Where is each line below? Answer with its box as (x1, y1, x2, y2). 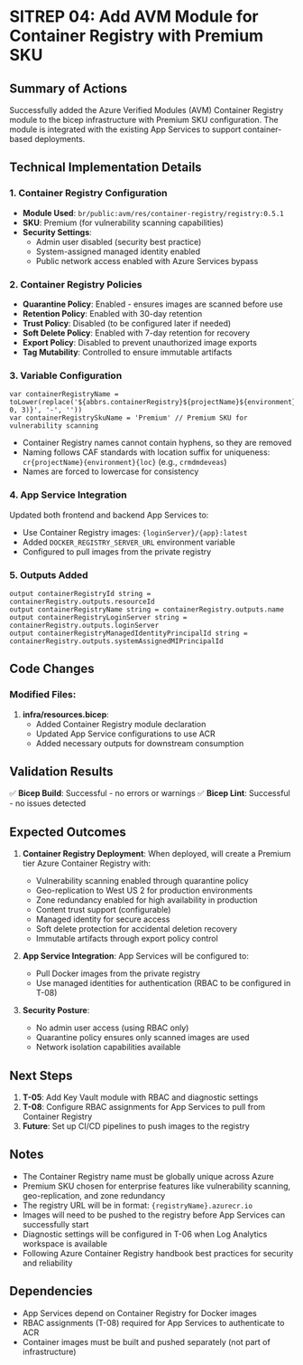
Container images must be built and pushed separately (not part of (22, 1336, 271, 1347)
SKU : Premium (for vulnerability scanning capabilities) (22, 217, 224, 228)
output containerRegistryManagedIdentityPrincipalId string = (9, 629, 248, 638)
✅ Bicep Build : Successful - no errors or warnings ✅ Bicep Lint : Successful (9, 788, 290, 799)
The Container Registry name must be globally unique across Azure (22, 1171, 274, 1181)
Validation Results (9, 763, 114, 779)
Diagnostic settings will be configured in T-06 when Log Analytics (22, 1228, 268, 1239)
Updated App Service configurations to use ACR (35, 728, 216, 739)
